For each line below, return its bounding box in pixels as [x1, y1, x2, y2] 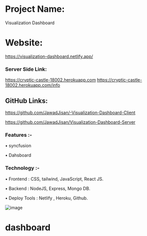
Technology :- [5, 164, 40, 171]
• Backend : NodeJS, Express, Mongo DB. [5, 185, 90, 191]
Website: [5, 37, 43, 48]
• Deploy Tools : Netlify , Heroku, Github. [5, 195, 88, 201]
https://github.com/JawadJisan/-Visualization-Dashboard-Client [5, 110, 136, 116]
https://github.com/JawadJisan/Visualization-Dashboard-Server [5, 119, 136, 125]
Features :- [5, 131, 32, 138]
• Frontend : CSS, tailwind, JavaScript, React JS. [5, 176, 104, 182]
